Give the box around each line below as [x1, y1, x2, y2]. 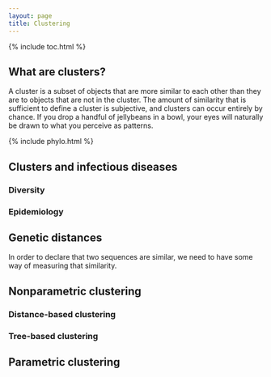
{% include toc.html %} [8, 41, 87, 51]
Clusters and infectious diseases [8, 159, 178, 174]
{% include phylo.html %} [8, 137, 95, 146]
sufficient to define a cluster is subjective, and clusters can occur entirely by [8, 104, 263, 113]
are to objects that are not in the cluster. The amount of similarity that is [8, 95, 247, 105]
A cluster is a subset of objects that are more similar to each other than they [8, 87, 261, 96]
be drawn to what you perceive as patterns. [8, 121, 154, 130]
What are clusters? [8, 65, 107, 78]
